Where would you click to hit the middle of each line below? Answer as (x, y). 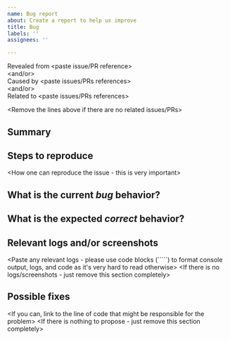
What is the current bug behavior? (84, 195)
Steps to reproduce (50, 156)
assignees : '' (28, 40)
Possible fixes (39, 297)
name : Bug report (33, 14)
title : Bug (23, 27)
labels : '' (23, 33)
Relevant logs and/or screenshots (83, 243)
